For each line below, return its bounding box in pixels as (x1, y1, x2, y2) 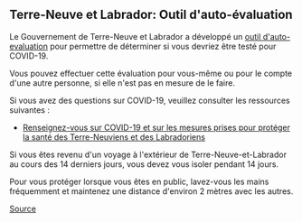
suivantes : (9, 104, 50, 116)
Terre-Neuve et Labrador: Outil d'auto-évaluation (9, 7, 293, 23)
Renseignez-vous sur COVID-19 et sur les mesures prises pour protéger (22, 122, 291, 133)
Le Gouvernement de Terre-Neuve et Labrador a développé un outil (9, 31, 261, 42)
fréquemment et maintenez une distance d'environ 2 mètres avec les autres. (9, 185, 294, 197)
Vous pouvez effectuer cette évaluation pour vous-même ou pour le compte (9, 68, 293, 79)
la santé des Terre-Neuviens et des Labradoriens (22, 131, 206, 143)
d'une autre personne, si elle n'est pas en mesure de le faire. (9, 77, 235, 88)
